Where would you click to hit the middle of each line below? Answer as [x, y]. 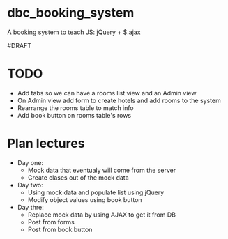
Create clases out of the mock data [78, 177]
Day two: [30, 185]
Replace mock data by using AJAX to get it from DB [102, 215]
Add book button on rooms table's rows [74, 115]
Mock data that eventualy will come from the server [102, 170]
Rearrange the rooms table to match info [75, 108]
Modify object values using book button [85, 199]
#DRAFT [19, 45]
